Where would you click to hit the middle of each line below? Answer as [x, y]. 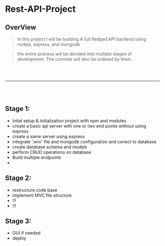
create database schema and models [50, 147]
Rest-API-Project [41, 9]
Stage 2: [18, 178]
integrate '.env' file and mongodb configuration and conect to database [84, 141]
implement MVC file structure [42, 195]
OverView [21, 27]
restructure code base [35, 190]
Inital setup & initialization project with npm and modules [69, 121]
